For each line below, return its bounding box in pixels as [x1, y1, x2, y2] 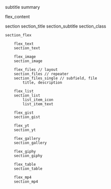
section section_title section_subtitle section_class [5, 23, 107, 29]
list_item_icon [22, 97, 54, 102]
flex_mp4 [14, 175, 32, 180]
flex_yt [14, 123, 29, 128]
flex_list [14, 89, 34, 94]
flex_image [14, 54, 36, 59]
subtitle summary [5, 4, 40, 10]
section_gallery [14, 140, 47, 145]
